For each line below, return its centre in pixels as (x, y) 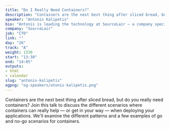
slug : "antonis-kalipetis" (34, 80)
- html (12, 71)
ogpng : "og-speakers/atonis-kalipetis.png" (52, 85)
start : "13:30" (21, 57)
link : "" (14, 38)
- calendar (17, 76)
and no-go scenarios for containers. (43, 121)
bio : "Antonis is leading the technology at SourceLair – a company (79, 24)
